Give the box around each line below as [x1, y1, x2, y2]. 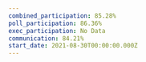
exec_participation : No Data [8, 27, 106, 35]
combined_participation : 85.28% [8, 11, 116, 20]
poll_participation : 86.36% [8, 19, 103, 27]
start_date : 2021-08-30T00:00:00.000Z [8, 42, 138, 50]
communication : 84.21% [8, 34, 84, 43]
